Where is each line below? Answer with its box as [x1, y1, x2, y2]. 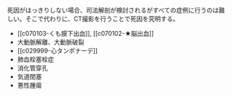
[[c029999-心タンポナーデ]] [17, 47, 98, 55]
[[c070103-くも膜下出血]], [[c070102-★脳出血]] [17, 30, 154, 37]
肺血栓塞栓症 [17, 55, 54, 64]
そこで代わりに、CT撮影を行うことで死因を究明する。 [25, 15, 179, 23]
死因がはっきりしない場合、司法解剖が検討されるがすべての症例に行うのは [7, 6, 220, 14]
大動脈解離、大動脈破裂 [17, 38, 84, 46]
